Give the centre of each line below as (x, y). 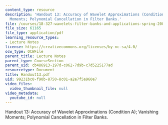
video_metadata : (22, 93)
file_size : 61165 (23, 28)
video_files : (19, 84)
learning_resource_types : (32, 38)
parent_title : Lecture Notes (35, 56)
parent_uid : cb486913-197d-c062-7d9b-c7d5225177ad (59, 65)
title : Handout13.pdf (28, 75)
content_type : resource (30, 10)
